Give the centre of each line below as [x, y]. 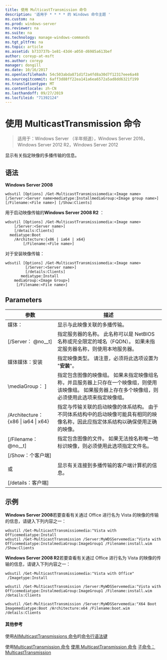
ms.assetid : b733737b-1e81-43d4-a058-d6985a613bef [59, 51]
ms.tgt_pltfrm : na [24, 42]
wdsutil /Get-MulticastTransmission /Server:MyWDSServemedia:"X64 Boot [81, 604]
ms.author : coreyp [24, 61]
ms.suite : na [19, 33]
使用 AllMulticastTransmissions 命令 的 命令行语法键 [56, 636]
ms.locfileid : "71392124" [32, 98]
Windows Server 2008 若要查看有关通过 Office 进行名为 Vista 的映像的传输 [82, 515]
